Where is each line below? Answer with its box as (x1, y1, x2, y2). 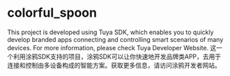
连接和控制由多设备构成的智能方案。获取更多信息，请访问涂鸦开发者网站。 (7, 61, 221, 69)
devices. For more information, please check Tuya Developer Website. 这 (7, 43, 217, 52)
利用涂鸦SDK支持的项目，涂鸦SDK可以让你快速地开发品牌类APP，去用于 (13, 52, 222, 61)
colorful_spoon (7, 5, 98, 21)
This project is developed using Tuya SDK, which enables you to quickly (7, 28, 214, 36)
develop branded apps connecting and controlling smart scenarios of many (7, 35, 224, 43)
